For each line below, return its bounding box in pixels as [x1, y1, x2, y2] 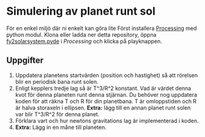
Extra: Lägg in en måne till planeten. [15, 124, 107, 131]
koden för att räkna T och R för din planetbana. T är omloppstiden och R [15, 97, 197, 105]
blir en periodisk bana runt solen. [15, 78, 99, 85]
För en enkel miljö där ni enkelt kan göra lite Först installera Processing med [6, 24, 197, 32]
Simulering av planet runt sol [6, 4, 156, 18]
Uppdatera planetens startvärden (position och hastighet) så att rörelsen [15, 72, 198, 79]
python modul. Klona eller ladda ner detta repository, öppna [6, 31, 157, 38]
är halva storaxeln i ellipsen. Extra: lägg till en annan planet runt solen [15, 104, 191, 111]
